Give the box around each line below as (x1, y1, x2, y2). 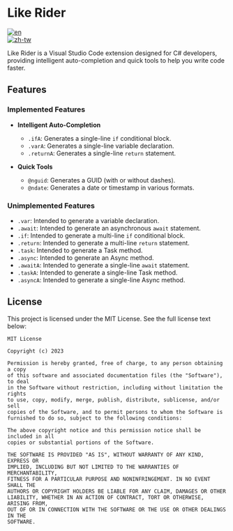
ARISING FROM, (7, 500, 49, 507)
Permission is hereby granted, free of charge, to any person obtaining (7, 360, 223, 367)
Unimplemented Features (7, 201, 96, 210)
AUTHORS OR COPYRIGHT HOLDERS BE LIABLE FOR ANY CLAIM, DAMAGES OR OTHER (7, 488, 227, 495)
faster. (7, 63, 26, 72)
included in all (7, 433, 54, 440)
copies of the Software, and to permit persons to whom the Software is (7, 408, 223, 415)
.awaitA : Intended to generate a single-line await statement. (17, 261, 190, 269)
